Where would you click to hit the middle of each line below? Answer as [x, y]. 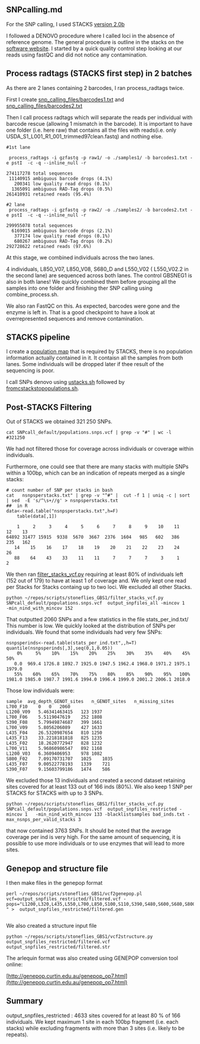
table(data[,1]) [37, 516]
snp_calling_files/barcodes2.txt [44, 106]
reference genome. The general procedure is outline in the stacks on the [95, 42]
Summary [25, 1001]
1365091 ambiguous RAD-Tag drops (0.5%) [62, 189]
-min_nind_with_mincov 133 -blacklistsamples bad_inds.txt [110, 814]
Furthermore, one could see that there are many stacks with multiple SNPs [97, 467]
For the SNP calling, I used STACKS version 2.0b [65, 24]
